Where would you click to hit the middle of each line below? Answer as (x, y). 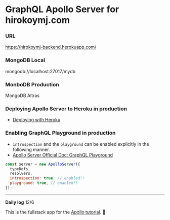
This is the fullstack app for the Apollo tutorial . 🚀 (55, 212)
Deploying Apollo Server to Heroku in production (66, 109)
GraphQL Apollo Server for (62, 9)
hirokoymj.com (37, 20)
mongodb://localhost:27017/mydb (40, 71)
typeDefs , (20, 169)
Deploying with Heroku (36, 120)
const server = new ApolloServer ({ (43, 164)
